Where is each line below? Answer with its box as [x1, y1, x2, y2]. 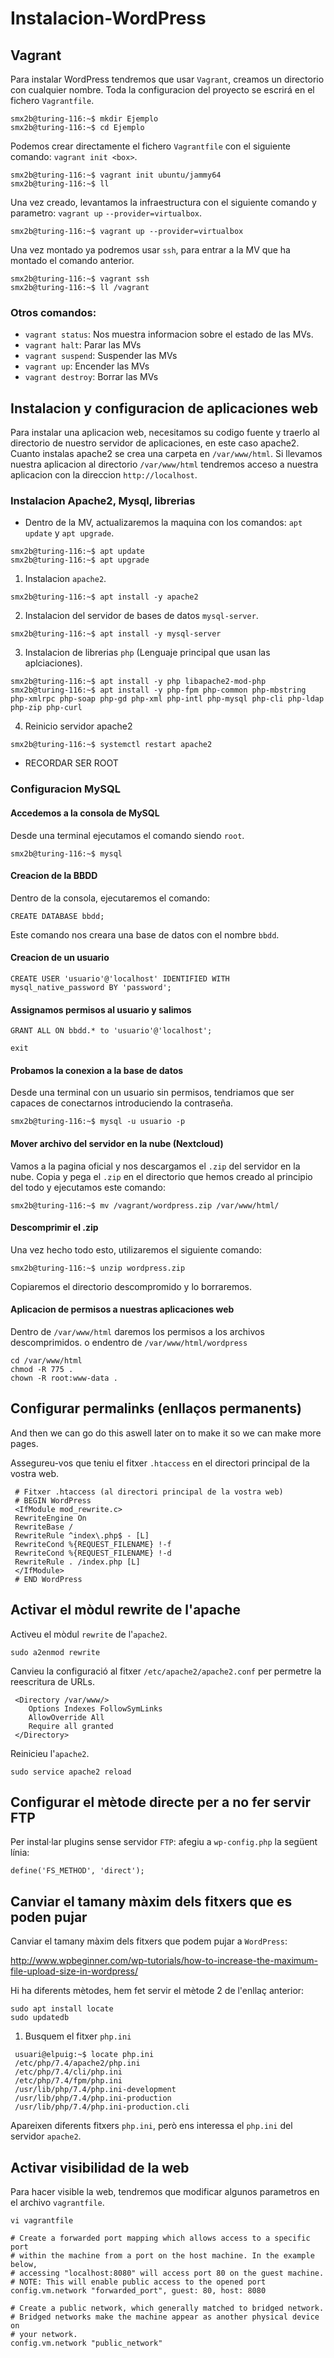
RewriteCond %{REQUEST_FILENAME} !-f [14, 1539, 172, 1549]
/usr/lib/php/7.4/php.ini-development [14, 2085, 177, 2095]
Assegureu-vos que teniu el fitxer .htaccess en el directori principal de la [10, 1457, 310, 1469]
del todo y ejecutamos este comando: [10, 1181, 166, 1193]
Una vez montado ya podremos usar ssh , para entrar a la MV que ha [10, 244, 291, 256]
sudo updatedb [10, 2013, 70, 2023]
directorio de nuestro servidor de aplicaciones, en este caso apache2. [10, 437, 300, 449]
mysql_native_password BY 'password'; [10, 982, 172, 992]
